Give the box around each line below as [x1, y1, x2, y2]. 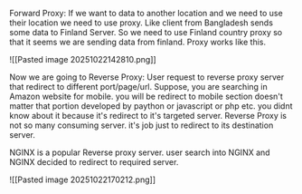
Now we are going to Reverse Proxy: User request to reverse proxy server [9, 72, 285, 82]
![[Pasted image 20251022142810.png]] [9, 54, 156, 64]
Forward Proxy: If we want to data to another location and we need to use [9, 8, 283, 18]
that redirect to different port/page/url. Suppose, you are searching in [9, 82, 269, 92]
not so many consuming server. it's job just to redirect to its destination [9, 120, 274, 131]
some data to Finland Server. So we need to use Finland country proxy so [9, 27, 283, 37]
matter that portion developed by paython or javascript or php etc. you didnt [9, 101, 293, 112]
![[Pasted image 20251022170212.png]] [9, 174, 156, 185]
